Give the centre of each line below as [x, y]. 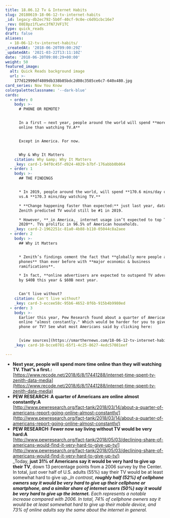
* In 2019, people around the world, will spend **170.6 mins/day [90, 192]
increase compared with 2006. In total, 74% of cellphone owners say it [87, 499]
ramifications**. [37, 266]
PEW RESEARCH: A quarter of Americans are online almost [76, 396]
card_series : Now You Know [34, 85]
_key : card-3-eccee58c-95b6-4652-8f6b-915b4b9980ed [70, 303]
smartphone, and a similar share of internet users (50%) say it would [87, 488]
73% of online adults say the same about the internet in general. [80, 510]
